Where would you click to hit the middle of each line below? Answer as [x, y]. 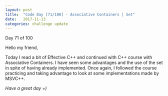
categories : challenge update [37, 24]
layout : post [19, 10]
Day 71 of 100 [19, 38]
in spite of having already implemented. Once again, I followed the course [81, 68]
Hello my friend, [22, 47]
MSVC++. [15, 78]
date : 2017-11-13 [25, 19]
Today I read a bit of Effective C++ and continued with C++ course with [79, 57]
